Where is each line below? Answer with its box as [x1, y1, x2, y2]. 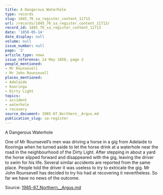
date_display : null [5, 35, 45, 39]
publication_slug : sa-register [5, 116, 69, 121]
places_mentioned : [5, 75, 42, 80]
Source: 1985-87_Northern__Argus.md [5, 184, 81, 190]
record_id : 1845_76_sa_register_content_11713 [5, 25, 101, 30]
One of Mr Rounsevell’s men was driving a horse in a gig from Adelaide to [5, 138, 152, 144]
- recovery [5, 107, 27, 112]
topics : [5, 93, 21, 98]
